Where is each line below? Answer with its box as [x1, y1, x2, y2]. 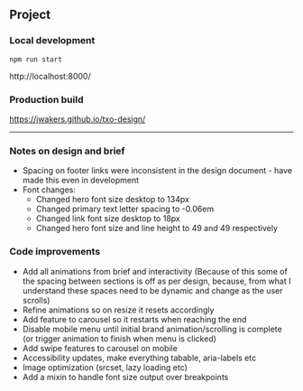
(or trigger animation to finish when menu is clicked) [22, 333, 216, 344]
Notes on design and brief [9, 144, 125, 157]
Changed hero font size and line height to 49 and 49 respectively [35, 223, 278, 234]
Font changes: [22, 184, 77, 195]
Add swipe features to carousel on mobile [22, 342, 178, 353]
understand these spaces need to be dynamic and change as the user [22, 284, 283, 296]
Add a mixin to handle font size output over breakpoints [22, 371, 229, 382]
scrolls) [22, 294, 50, 305]
